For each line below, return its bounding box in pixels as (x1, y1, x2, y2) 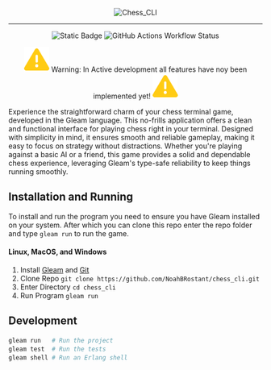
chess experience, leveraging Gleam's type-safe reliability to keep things (8, 158, 252, 168)
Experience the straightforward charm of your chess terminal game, (8, 107, 234, 116)
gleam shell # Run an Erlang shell (8, 353, 128, 362)
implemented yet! (93, 91, 152, 101)
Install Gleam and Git (19, 265, 90, 275)
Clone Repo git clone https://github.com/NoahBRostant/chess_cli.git (19, 274, 260, 284)
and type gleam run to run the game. (8, 228, 129, 238)
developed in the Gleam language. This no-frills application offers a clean (8, 115, 252, 125)
